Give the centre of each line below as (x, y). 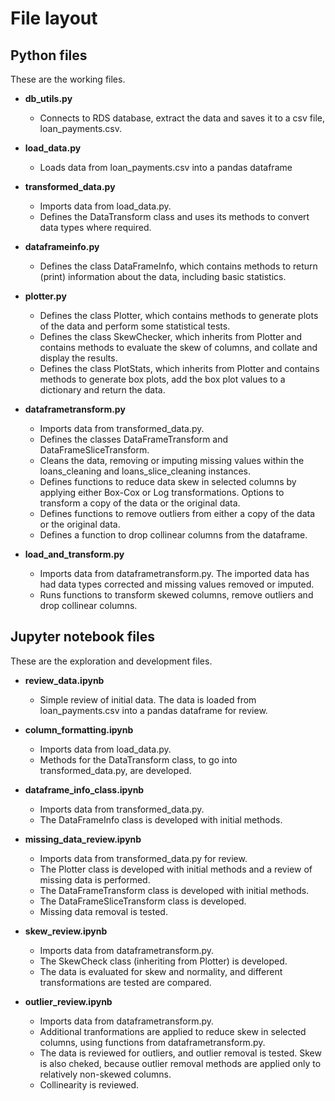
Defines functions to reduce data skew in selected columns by (168, 481)
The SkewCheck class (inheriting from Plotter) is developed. (163, 961)
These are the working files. (68, 79)
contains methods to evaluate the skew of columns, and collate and (178, 347)
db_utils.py (48, 98)
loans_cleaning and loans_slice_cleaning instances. (145, 471)
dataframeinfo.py (62, 246)
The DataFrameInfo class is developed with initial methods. (161, 819)
